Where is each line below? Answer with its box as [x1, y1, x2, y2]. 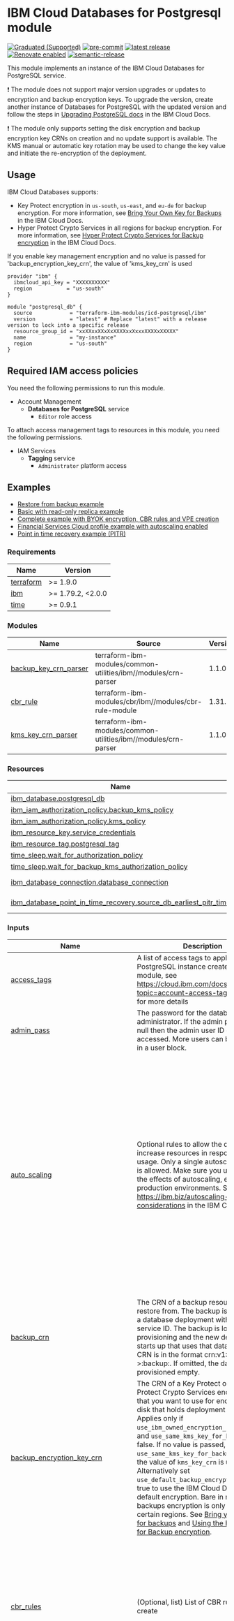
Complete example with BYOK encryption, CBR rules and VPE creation [17, 515, 219, 523]
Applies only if [136, 1413, 184, 1423]
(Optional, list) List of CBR [136, 1597, 221, 1607]
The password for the [136, 1008, 208, 1018]
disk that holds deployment [136, 1404, 226, 1414]
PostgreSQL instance [136, 962, 206, 971]
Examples [7, 481, 51, 493]
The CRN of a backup [136, 1297, 208, 1307]
